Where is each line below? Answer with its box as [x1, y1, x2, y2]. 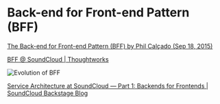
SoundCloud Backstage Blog [7, 89, 88, 97]
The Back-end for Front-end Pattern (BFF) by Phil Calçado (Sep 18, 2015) [7, 42, 213, 50]
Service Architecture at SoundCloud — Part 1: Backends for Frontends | [7, 81, 209, 90]
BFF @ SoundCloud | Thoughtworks [7, 55, 109, 63]
